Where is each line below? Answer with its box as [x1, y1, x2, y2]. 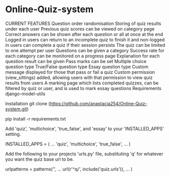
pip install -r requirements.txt [5, 115, 66, 122]
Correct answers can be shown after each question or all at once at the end [5, 31, 163, 37]
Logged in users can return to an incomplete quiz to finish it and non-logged [5, 37, 165, 43]
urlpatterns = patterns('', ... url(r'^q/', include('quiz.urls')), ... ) [5, 166, 133, 172]
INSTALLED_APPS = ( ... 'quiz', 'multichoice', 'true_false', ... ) [5, 141, 131, 147]
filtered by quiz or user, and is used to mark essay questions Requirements [5, 85, 161, 91]
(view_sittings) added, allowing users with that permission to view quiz [5, 74, 153, 80]
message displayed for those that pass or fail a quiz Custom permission [5, 69, 155, 75]
